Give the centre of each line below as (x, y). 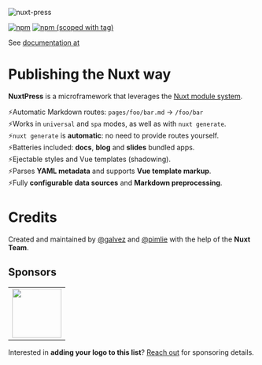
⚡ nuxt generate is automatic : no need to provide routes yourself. (113, 135)
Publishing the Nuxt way (90, 74)
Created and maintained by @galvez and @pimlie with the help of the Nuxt (129, 239)
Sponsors (32, 273)
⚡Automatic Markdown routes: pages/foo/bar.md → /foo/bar (106, 112)
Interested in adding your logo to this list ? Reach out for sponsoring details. (131, 352)
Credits (33, 218)
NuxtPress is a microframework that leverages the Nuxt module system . (125, 96)
